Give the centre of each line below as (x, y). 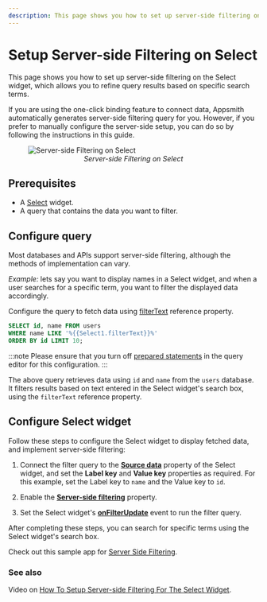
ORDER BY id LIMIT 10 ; (46, 340)
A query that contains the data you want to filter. (99, 211)
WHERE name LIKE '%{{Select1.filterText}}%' (83, 334)
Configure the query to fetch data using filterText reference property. (121, 312)
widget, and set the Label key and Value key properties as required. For (137, 473)
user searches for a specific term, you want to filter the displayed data (123, 288)
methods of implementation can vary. (70, 264)
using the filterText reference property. (75, 396)
